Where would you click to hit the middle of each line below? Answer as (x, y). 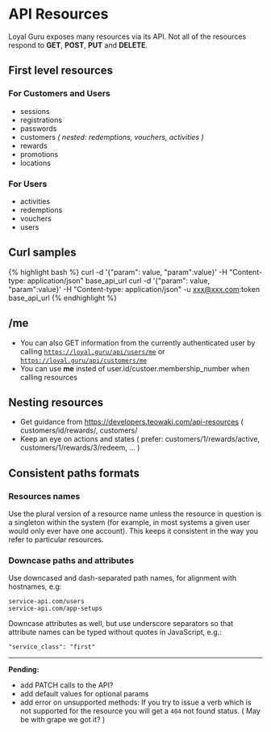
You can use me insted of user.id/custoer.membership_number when (135, 368)
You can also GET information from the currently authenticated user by (138, 343)
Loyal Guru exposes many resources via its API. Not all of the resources (127, 36)
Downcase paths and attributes (71, 561)
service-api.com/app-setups (56, 609)
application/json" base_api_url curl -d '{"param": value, (119, 281)
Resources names (44, 496)
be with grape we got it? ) (63, 720)
